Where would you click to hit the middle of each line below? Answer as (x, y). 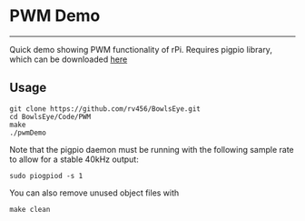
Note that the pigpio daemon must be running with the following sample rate (152, 149)
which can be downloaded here (69, 59)
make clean (30, 209)
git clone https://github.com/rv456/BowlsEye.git (105, 109)
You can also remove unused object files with (94, 193)
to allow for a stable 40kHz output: (74, 159)
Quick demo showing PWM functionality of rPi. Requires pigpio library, (141, 49)
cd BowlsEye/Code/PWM (50, 116)
